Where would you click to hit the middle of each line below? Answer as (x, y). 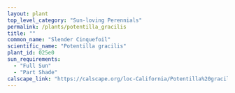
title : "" (22, 33)
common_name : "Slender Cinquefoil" (59, 40)
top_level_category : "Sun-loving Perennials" (74, 20)
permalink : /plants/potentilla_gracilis (67, 27)
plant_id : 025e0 (31, 53)
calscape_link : (29, 79)
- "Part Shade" (36, 72)
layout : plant (28, 14)
